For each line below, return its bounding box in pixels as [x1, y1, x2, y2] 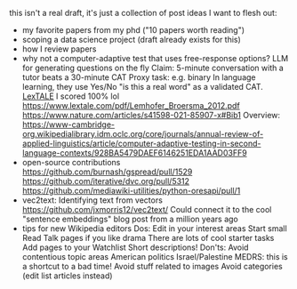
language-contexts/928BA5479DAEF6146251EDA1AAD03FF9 [21, 148, 247, 158]
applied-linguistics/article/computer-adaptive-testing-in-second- [21, 138, 261, 149]
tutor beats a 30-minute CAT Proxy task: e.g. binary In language [21, 72, 256, 83]
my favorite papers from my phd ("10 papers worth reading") [21, 25, 245, 35]
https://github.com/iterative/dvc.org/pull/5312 [21, 176, 189, 186]
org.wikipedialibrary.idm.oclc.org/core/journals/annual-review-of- [21, 129, 264, 139]
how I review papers [21, 44, 97, 54]
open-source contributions [21, 157, 121, 167]
